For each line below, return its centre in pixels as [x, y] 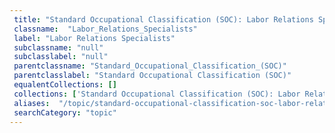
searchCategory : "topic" [65, 112]
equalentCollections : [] [65, 85]
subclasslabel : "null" [61, 57]
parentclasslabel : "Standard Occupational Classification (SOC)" [152, 76]
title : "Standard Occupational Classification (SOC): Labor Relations [163, 19]
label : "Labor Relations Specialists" [94, 38]
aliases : [32, 103]
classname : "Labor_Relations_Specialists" [105, 29]
